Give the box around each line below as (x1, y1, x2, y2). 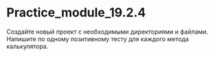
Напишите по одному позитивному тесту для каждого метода (6, 34, 190, 43)
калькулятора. (6, 42, 49, 50)
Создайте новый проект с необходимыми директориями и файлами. (6, 27, 209, 36)
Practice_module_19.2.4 (6, 5, 146, 21)
